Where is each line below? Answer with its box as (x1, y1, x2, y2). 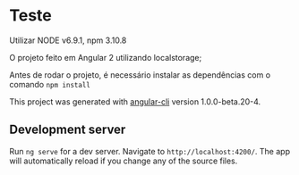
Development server (9, 122, 126, 137)
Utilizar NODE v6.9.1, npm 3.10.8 (9, 35, 127, 46)
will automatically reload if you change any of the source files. (9, 155, 238, 166)
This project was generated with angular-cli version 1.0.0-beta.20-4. (9, 96, 261, 107)
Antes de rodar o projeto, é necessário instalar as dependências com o (9, 69, 271, 80)
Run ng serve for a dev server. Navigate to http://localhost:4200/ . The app (9, 146, 291, 156)
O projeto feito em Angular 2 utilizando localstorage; (9, 52, 202, 62)
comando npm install (9, 79, 91, 89)
